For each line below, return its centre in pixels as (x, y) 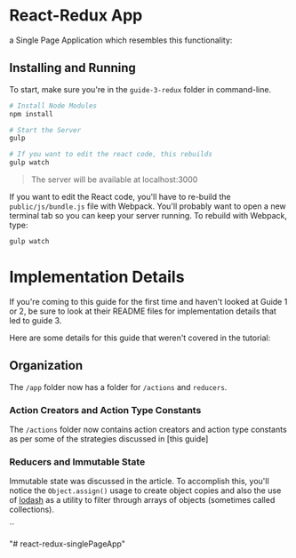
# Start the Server (45, 130)
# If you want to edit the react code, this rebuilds (111, 155)
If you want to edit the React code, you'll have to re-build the (120, 197)
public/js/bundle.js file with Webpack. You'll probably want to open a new (148, 206)
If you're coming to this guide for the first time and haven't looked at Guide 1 (148, 301)
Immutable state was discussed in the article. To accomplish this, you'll (139, 482)
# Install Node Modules (53, 106)
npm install (31, 114)
